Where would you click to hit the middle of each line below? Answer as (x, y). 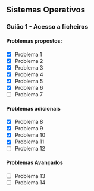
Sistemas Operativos (46, 10)
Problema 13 (30, 176)
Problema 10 (30, 135)
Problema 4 (29, 74)
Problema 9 (29, 129)
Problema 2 (29, 61)
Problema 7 (29, 94)
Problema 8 (29, 122)
